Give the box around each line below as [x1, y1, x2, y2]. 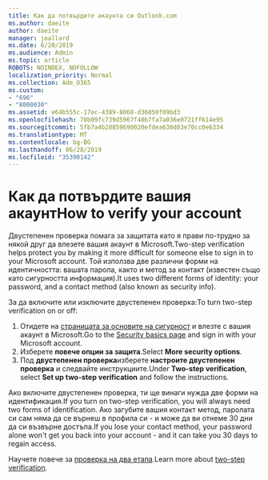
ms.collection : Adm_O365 [8, 78, 91, 86]
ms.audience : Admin [8, 49, 74, 57]
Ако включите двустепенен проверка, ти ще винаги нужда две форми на [8, 388, 258, 398]
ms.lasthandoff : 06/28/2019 [8, 146, 102, 154]
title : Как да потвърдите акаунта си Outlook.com [8, 11, 178, 20]
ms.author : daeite [8, 19, 70, 27]
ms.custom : [8, 86, 45, 94]
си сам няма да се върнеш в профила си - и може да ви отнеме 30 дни [8, 414, 254, 423]
